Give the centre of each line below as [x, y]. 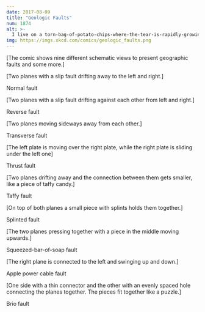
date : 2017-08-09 [28, 12]
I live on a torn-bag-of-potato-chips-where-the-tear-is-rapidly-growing [107, 35]
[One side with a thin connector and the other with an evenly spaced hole [99, 285]
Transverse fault [27, 136]
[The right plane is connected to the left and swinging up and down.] [92, 262]
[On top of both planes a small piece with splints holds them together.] [95, 208]
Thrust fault [21, 165]
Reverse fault [23, 112]
